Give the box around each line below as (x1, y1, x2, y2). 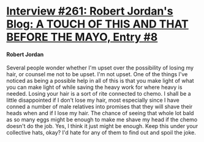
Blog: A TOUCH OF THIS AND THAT (6, 17, 189, 31)
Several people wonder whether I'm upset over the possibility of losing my (6, 64, 194, 71)
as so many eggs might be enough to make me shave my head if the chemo (6, 116, 198, 123)
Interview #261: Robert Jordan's (6, 4, 173, 18)
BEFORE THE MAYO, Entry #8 (6, 30, 158, 44)
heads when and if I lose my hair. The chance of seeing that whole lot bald (6, 110, 194, 117)
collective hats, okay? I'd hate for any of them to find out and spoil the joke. (6, 129, 196, 137)
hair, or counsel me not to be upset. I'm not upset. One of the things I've (6, 71, 188, 78)
